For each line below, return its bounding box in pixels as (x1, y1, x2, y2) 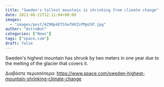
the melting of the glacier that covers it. (5, 60, 88, 67)
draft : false (5, 41, 33, 46)
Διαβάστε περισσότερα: (5, 70, 56, 76)
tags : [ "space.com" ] (5, 36, 50, 41)
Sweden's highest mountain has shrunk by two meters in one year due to (5, 55, 159, 61)
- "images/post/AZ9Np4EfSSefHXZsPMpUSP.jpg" (10, 21, 106, 27)
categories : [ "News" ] (5, 31, 52, 36)
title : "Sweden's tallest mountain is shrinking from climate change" (5, 7, 159, 13)
